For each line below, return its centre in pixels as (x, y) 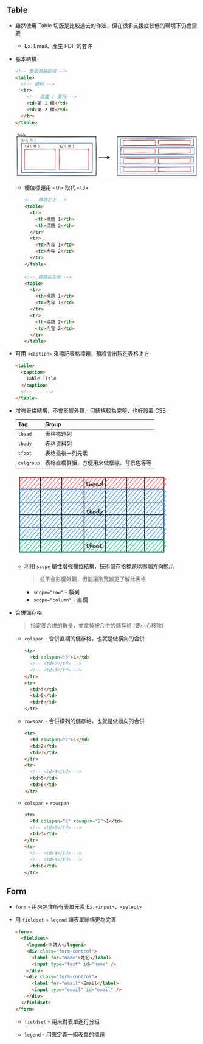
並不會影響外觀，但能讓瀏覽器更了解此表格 (93, 579)
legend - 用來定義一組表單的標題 (64, 1034)
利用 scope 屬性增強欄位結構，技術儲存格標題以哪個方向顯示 (99, 566)
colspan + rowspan (46, 802)
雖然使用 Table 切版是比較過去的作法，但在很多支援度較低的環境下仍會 (103, 25)
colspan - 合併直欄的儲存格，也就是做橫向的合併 (84, 639)
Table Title (41, 379)
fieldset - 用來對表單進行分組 (62, 1021)
